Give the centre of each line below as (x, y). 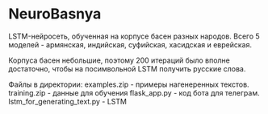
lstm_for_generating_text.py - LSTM (68, 101)
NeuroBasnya (55, 14)
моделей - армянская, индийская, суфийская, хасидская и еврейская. (130, 44)
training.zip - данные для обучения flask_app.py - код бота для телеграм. (134, 92)
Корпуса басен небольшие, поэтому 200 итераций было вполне (119, 60)
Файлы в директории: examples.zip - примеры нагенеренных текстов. (129, 84)
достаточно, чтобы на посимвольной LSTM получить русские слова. (127, 68)
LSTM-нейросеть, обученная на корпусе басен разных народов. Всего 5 (134, 36)
